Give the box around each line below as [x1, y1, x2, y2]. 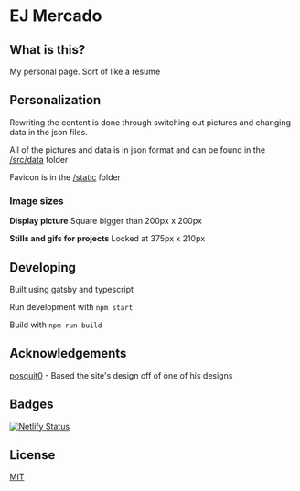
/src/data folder [9, 154, 69, 165]
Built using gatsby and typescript [9, 283, 134, 294]
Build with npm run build [9, 319, 102, 330]
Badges [9, 397, 54, 412]
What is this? [9, 42, 86, 58]
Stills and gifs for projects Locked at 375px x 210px [9, 233, 206, 244]
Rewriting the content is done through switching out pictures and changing [9, 116, 291, 128]
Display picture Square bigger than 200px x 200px [9, 216, 203, 227]
